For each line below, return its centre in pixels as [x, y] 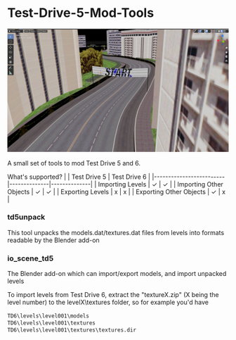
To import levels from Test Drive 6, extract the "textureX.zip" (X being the [113, 295]
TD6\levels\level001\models [48, 316]
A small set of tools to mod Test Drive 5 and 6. [74, 163]
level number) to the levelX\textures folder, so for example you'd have [108, 302]
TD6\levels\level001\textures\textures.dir [72, 330]
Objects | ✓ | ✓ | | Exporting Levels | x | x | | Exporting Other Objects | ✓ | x [117, 191]
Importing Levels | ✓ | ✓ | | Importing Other [160, 184]
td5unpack [26, 218]
